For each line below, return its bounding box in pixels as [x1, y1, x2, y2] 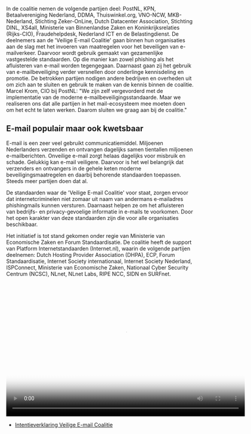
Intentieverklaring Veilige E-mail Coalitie [14, 421, 113, 428]
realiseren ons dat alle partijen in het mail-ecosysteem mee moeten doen [6, 100, 186, 107]
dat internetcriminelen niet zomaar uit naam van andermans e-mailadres [6, 195, 184, 202]
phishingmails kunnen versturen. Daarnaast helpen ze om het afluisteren [6, 201, 184, 209]
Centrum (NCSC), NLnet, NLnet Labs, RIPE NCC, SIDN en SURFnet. [6, 270, 171, 277]
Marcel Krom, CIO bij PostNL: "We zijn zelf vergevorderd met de [6, 88, 163, 94]
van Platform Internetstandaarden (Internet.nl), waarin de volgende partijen [6, 244, 191, 252]
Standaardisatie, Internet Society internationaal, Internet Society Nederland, [6, 258, 193, 265]
